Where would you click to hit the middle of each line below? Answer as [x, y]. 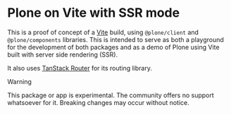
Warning [19, 81]
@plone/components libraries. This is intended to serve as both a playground [115, 39]
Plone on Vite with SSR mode [94, 13]
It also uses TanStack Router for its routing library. [80, 68]
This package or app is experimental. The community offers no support [111, 95]
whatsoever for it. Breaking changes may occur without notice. [99, 102]
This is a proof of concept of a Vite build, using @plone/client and [103, 32]
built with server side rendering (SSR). [63, 55]
